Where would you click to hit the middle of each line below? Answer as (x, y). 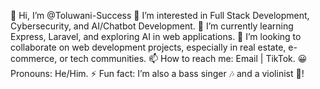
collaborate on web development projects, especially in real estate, (148, 47)
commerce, (34, 58)
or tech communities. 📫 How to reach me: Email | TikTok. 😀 (183, 58)
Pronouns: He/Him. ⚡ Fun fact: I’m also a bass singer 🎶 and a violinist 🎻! (157, 73)
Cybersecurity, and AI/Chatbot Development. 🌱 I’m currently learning (152, 26)
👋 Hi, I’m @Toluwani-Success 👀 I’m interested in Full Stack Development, (160, 15)
